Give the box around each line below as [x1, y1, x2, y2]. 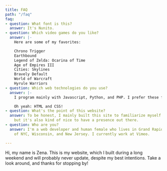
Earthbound [14, 53, 37, 58]
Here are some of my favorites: [14, 40, 81, 45]
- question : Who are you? [5, 122, 59, 127]
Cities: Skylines [14, 67, 50, 72]
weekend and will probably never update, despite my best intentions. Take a [5, 155, 161, 161]
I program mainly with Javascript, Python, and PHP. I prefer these [14, 95, 159, 100]
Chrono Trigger [14, 48, 46, 54]
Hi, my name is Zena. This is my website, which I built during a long [5, 150, 143, 156]
